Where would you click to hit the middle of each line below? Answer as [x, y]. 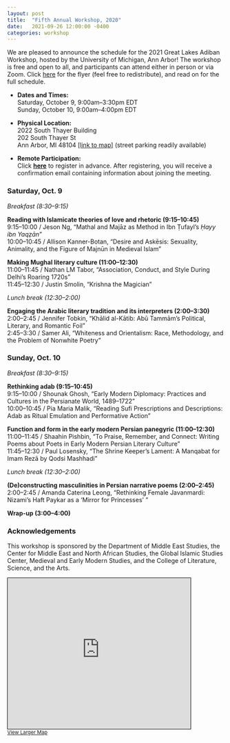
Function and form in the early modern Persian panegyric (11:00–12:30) [111, 429]
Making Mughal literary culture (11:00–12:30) [73, 262]
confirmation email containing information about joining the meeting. [114, 173]
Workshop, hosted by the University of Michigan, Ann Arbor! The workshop [114, 60]
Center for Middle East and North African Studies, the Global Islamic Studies [115, 553]
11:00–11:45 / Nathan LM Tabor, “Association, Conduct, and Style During [108, 269]
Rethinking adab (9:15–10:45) [50, 386]
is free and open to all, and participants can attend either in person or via [111, 67]
